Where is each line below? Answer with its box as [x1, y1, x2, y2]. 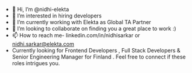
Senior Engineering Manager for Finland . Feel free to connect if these [11, 53, 186, 60]
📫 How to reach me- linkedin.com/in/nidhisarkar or [11, 32, 141, 39]
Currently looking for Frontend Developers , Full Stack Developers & [11, 47, 181, 54]
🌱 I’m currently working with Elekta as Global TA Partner [11, 19, 152, 25]
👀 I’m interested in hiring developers [11, 12, 102, 19]
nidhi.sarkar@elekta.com [11, 40, 74, 48]
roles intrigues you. [11, 60, 60, 66]
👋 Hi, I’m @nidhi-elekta [11, 6, 69, 13]
